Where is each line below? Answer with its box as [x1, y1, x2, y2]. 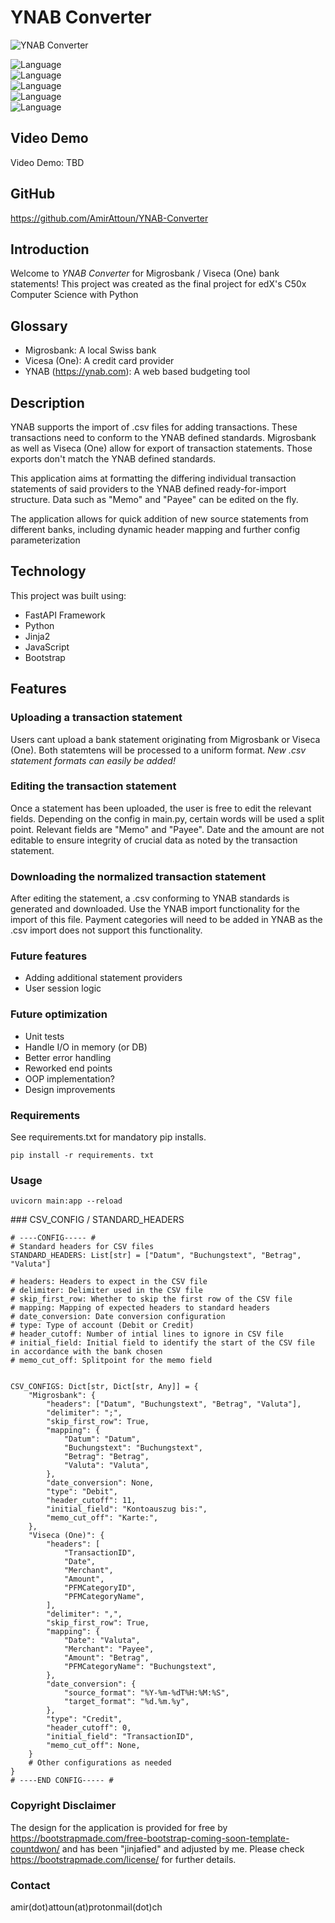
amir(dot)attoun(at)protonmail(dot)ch [10, 1901, 163, 1913]
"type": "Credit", [46, 1714, 123, 1725]
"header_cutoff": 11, [46, 1496, 137, 1506]
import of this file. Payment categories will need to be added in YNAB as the [10, 914, 323, 926]
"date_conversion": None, [46, 1478, 155, 1488]
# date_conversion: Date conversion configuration [10, 1312, 226, 1322]
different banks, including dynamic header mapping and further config [10, 524, 301, 535]
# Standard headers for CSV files [10, 1242, 155, 1252]
